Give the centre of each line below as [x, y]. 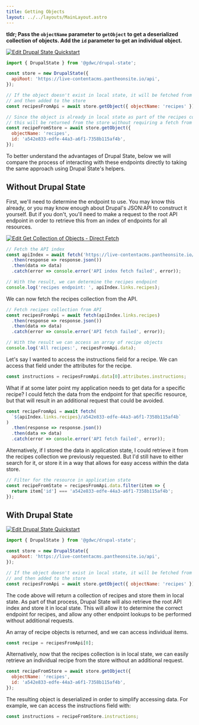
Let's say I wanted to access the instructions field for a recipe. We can [92, 359]
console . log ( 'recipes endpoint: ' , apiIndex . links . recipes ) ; [83, 287]
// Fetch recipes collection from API [54, 309]
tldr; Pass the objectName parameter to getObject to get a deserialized [92, 34]
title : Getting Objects [36, 12]
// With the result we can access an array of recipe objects [84, 343]
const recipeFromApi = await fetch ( [51, 411]
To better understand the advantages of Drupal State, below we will [89, 156]
